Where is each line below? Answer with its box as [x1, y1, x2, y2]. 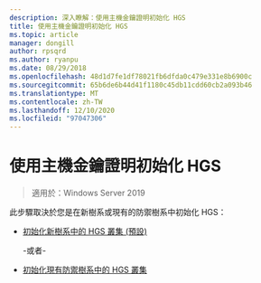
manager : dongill [9, 38, 75, 48]
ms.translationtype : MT [9, 89, 99, 98]
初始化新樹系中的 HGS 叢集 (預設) [22, 226, 147, 237]
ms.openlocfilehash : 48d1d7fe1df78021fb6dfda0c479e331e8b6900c [9, 72, 253, 81]
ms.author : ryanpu [9, 55, 79, 64]
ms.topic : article [9, 30, 79, 39]
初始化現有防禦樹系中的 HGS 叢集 [22, 264, 147, 276]
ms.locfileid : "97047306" [9, 114, 107, 123]
